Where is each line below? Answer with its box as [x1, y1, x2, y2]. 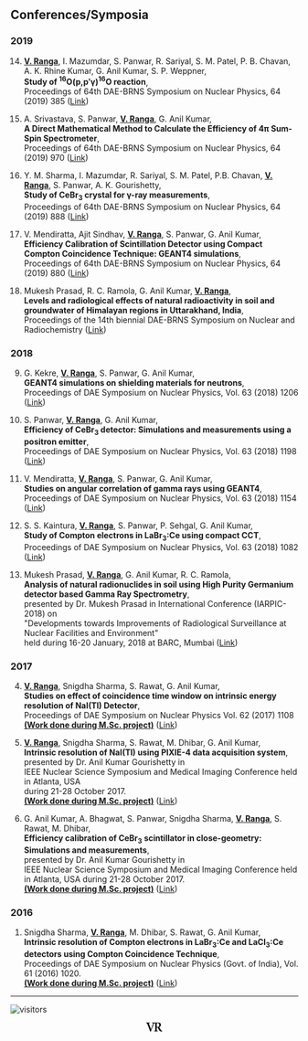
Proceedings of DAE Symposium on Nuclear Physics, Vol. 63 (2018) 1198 [23, 446, 297, 457]
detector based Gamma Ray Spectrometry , [23, 589, 190, 600]
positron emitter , [23, 436, 90, 447]
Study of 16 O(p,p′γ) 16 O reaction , [23, 75, 149, 88]
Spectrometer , [43, 133, 100, 144]
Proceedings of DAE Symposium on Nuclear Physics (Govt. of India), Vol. [23, 959, 299, 970]
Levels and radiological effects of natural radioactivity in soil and [23, 295, 275, 306]
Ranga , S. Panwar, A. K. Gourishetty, [23, 180, 162, 191]
